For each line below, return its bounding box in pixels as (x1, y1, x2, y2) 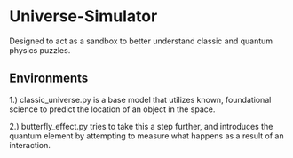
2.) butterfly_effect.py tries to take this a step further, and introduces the (9, 121, 273, 131)
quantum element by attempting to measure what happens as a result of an (9, 130, 284, 141)
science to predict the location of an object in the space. (9, 104, 216, 115)
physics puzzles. (9, 44, 71, 55)
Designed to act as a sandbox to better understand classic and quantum (9, 36, 273, 46)
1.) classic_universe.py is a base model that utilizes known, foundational (9, 94, 272, 105)
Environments (9, 71, 89, 86)
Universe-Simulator (9, 6, 158, 27)
